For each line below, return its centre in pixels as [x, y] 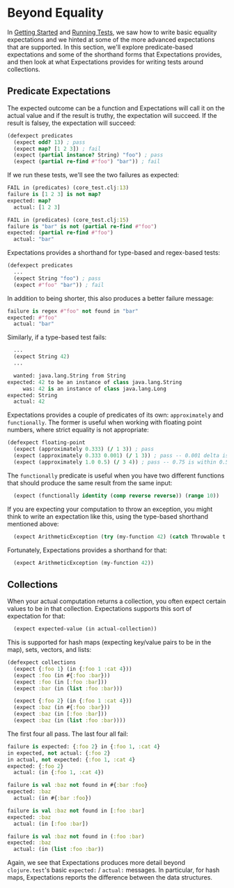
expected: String [32, 395]
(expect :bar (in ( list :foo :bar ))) [68, 688]
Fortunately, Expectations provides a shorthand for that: [87, 550]
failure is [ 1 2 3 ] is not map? [54, 194]
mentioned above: [33, 524]
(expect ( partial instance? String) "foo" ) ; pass [88, 155]
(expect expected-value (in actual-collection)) [85, 629]
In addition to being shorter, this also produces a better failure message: [110, 298]
